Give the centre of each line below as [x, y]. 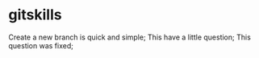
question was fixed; [41, 45]
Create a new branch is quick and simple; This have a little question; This [130, 37]
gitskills [35, 15]
